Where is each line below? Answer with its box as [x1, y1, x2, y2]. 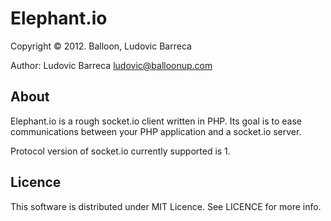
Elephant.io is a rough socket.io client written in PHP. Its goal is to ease [10, 115, 302, 127]
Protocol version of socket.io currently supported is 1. [10, 145, 231, 157]
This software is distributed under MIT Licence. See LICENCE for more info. [10, 200, 322, 212]
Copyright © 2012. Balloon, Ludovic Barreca [10, 40, 192, 52]
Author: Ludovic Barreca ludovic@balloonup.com [10, 59, 213, 71]
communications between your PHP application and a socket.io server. [10, 125, 302, 137]
